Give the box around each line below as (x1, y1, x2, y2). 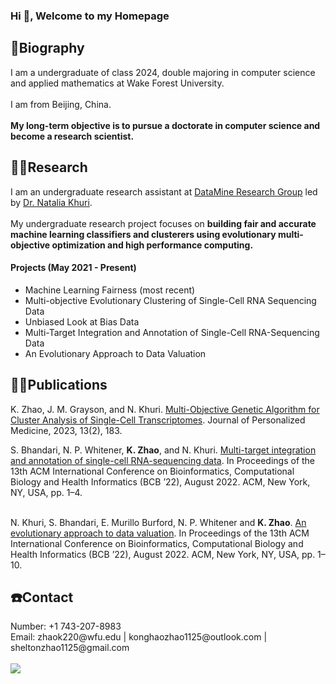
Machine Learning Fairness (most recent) (24, 284, 196, 296)
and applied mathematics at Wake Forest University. (10, 77, 225, 89)
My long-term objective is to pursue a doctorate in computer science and (10, 119, 321, 131)
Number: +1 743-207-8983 (10, 620, 122, 633)
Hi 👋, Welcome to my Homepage (10, 9, 170, 23)
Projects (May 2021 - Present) (10, 262, 137, 274)
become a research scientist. (10, 130, 135, 142)
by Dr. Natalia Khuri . (10, 196, 93, 208)
